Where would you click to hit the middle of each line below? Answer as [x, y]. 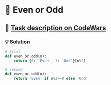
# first [13, 51]
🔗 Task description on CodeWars [55, 28]
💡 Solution [18, 42]
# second [14, 69]
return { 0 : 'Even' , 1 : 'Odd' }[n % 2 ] [50, 61]
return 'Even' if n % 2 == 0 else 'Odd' [51, 79]
